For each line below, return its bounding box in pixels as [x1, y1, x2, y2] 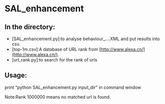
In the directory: [4, 23, 55, 31]
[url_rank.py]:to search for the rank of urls [11, 57, 97, 62]
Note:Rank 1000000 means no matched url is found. [4, 94, 111, 100]
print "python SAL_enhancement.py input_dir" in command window [4, 84, 141, 90]
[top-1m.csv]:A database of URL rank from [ [11, 47, 101, 52]
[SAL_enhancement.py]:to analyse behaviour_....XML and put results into [11, 36, 160, 42]
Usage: [4, 71, 28, 80]
